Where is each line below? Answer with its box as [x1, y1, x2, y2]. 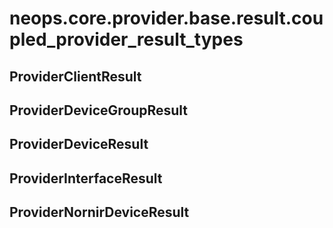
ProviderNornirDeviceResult [9, 204, 190, 221]
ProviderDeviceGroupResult [9, 102, 189, 119]
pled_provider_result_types [9, 28, 244, 51]
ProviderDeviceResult [9, 136, 149, 153]
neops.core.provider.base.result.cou [9, 7, 324, 30]
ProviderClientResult [9, 68, 142, 85]
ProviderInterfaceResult [9, 170, 163, 187]
